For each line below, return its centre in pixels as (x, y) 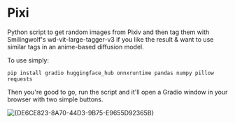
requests (20, 79)
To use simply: (28, 60)
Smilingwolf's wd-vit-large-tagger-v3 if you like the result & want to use (111, 39)
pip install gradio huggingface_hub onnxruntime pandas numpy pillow (111, 73)
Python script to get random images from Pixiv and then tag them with (108, 32)
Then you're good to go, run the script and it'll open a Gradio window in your (117, 92)
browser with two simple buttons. (55, 99)
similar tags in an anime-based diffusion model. (76, 47)
